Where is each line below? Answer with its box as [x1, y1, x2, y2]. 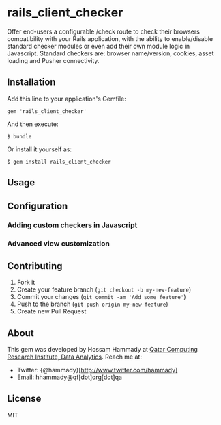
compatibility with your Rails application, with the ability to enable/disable [7, 34, 213, 42]
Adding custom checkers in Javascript [7, 220, 138, 230]
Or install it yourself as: [7, 145, 72, 153]
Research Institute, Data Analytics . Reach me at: [7, 352, 142, 361]
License [7, 393, 42, 404]
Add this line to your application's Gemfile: [7, 94, 126, 103]
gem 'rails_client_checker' [7, 107, 87, 114]
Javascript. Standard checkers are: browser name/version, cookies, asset [7, 49, 214, 57]
